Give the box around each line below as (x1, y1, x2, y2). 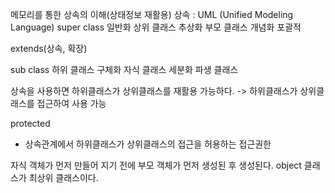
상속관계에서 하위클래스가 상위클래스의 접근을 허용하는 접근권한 (24, 138, 272, 150)
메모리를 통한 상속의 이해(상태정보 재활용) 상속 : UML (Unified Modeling (10, 9, 294, 20)
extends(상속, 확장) (10, 43, 88, 54)
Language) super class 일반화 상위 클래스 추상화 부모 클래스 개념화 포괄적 (10, 21, 302, 33)
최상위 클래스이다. (28, 172, 99, 183)
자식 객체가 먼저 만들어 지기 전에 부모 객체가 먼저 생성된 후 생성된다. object (10, 159, 302, 171)
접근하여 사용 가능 (36, 98, 107, 109)
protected (10, 118, 51, 129)
